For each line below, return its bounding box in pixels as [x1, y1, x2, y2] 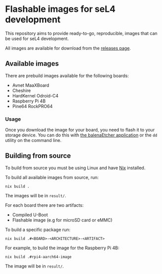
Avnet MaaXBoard [12, 82, 49, 88]
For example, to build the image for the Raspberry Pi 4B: [5, 245, 120, 251]
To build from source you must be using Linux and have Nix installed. [5, 165, 146, 171]
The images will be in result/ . [5, 192, 67, 198]
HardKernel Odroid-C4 [12, 92, 59, 98]
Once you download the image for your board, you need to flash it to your [5, 127, 155, 133]
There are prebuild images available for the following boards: [5, 73, 129, 79]
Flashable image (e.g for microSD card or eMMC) [12, 217, 113, 223]
